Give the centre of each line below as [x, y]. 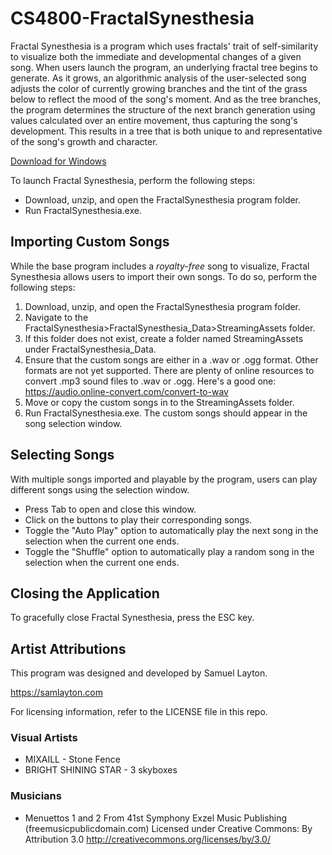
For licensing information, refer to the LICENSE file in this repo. [139, 712]
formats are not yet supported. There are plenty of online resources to [169, 370]
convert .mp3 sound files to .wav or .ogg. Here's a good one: [150, 381]
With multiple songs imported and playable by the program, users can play [164, 479]
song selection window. [73, 423]
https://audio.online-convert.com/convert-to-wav [126, 391]
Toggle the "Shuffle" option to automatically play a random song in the [169, 551]
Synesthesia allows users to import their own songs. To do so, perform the [164, 276]
